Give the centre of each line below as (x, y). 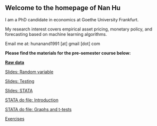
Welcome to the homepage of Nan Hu (63, 8)
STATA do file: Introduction (32, 100)
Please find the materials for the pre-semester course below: (68, 53)
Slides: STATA (19, 90)
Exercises (15, 119)
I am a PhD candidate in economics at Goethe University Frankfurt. (72, 19)
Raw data (15, 62)
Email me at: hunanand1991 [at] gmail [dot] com (53, 44)
